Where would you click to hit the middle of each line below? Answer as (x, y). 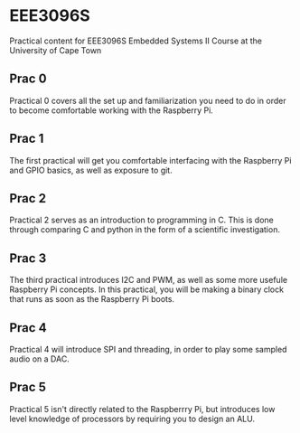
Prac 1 (27, 139)
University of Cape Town (56, 50)
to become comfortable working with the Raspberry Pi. (112, 110)
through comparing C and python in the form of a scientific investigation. (145, 230)
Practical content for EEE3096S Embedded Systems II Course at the (136, 41)
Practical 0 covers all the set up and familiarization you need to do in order (148, 100)
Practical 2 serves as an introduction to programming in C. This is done (141, 220)
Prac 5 (28, 387)
